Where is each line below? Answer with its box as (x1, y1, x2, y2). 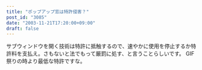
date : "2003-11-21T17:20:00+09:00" (6, 20, 96, 26)
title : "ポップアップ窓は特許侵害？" (6, 8, 89, 15)
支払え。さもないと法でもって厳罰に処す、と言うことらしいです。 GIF (22, 50, 195, 57)
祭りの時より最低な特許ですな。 (6, 57, 86, 65)
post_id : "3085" (6, 14, 47, 20)
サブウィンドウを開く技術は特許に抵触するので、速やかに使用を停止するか (6, 42, 191, 50)
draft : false (6, 25, 39, 32)
